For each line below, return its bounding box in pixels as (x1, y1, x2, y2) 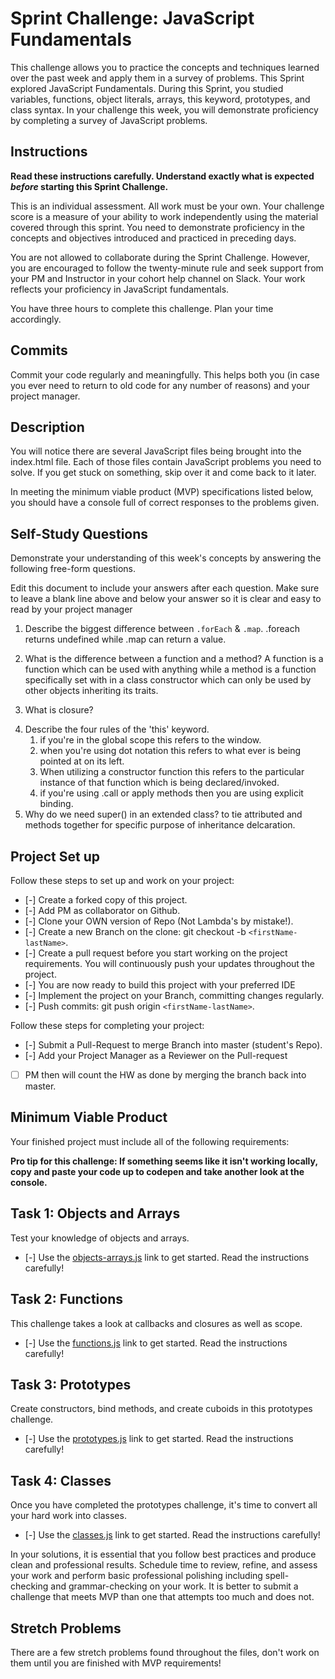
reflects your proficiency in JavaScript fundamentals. (10, 283, 230, 295)
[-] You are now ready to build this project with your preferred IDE (24, 979, 296, 991)
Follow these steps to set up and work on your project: (10, 875, 235, 886)
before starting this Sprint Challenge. (10, 180, 169, 192)
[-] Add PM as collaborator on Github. (24, 905, 181, 916)
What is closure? (24, 704, 94, 716)
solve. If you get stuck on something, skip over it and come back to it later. (10, 467, 317, 479)
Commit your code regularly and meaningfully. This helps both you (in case (10, 368, 320, 381)
